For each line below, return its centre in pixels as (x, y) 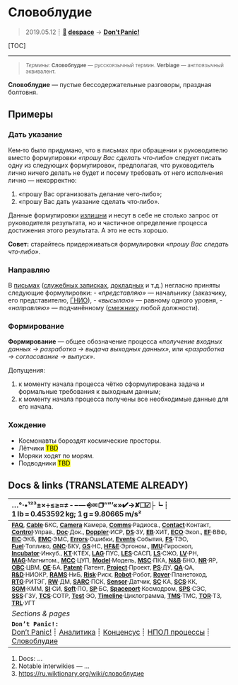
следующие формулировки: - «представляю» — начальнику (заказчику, (118, 293)
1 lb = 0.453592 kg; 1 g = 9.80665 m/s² (77, 514)
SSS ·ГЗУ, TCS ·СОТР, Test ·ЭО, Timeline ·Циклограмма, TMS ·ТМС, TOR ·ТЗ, (117, 596)
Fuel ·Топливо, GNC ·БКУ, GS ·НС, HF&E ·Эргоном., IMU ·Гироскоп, (102, 547)
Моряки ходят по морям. (56, 455)
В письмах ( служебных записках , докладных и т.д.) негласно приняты (114, 285)
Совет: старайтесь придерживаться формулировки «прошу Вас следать (118, 244)
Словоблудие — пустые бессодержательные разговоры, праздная (110, 84)
